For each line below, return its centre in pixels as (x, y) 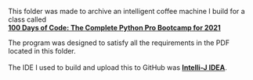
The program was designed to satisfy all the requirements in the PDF (119, 43)
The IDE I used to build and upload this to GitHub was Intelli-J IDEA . (117, 68)
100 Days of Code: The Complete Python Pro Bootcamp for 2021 (114, 28)
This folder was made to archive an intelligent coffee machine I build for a (127, 11)
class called (27, 19)
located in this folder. (42, 51)
